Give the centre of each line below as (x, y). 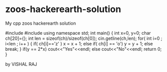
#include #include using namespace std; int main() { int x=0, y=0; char (78, 33)
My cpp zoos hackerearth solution (41, 23)
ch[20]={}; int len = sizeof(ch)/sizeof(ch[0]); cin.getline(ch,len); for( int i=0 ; (84, 38)
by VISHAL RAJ (21, 64)
